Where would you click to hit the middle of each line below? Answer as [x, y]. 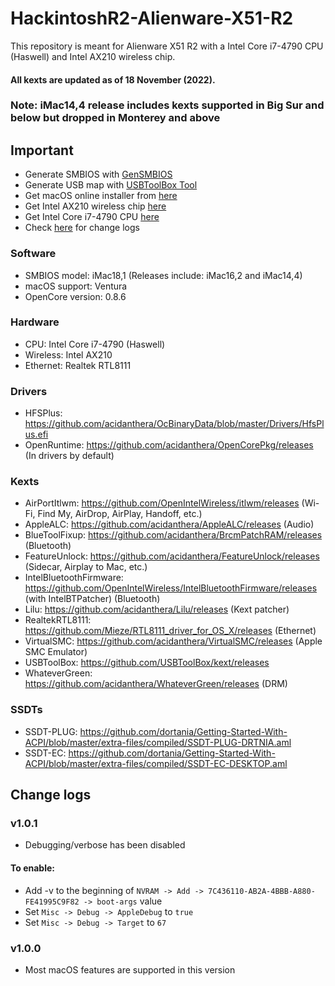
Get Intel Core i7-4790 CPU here [92, 217]
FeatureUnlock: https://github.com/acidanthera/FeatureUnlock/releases [172, 556]
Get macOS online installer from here [101, 196]
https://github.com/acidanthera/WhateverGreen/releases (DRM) [156, 684]
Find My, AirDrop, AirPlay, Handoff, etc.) [120, 514]
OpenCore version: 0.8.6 [75, 296]
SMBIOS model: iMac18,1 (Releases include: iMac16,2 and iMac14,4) [163, 275]
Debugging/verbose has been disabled [105, 845]
